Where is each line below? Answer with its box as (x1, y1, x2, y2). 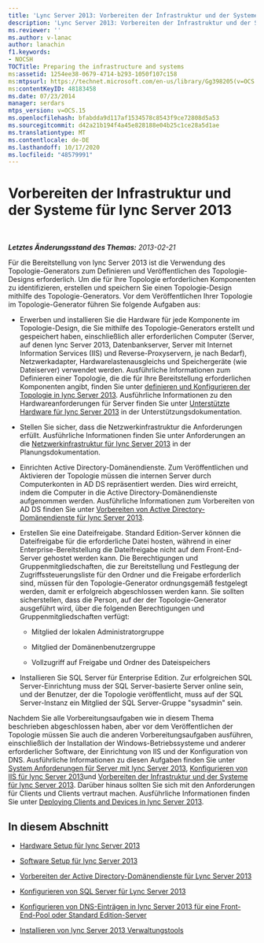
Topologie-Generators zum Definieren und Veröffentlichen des (8, 266, 211, 276)
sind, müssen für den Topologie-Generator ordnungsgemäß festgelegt (19, 578, 248, 588)
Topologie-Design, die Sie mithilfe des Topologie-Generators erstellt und (19, 324, 255, 333)
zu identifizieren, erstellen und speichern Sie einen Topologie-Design (8, 283, 233, 292)
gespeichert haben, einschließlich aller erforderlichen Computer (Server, (19, 332, 255, 341)
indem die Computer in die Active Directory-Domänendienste (19, 488, 218, 497)
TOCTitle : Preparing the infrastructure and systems (8, 63, 185, 71)
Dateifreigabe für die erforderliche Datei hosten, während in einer (19, 536, 232, 546)
